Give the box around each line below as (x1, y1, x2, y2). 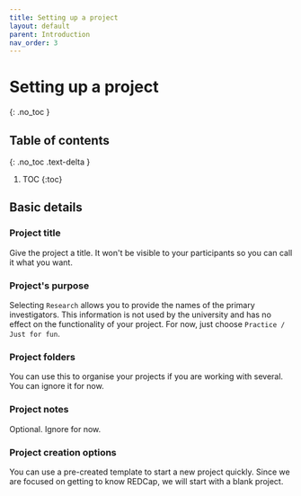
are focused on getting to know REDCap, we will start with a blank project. (9, 475, 284, 486)
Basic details (9, 199, 83, 216)
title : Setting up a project (9, 13, 119, 22)
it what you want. (9, 257, 74, 268)
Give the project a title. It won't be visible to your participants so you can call (9, 247, 293, 258)
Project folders (9, 350, 76, 363)
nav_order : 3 (9, 38, 58, 48)
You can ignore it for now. (9, 381, 105, 392)
